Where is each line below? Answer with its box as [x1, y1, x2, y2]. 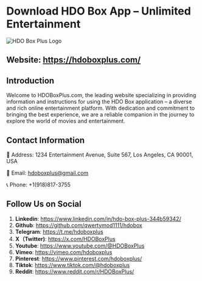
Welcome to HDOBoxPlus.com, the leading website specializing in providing [6, 92, 197, 99]
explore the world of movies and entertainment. [6, 117, 126, 125]
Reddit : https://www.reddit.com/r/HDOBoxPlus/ [15, 268, 134, 275]
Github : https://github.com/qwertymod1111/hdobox [15, 222, 143, 229]
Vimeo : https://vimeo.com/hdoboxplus [15, 248, 113, 256]
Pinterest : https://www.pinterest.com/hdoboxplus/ [15, 255, 142, 262]
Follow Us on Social [6, 199, 82, 209]
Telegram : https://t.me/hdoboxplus [15, 228, 103, 235]
